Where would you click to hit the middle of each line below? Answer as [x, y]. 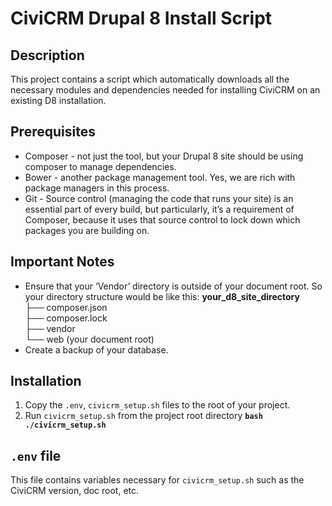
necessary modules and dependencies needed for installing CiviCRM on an [165, 90]
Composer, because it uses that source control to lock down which [162, 219]
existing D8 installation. [58, 100]
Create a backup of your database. [96, 349]
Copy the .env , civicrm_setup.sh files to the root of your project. [157, 405]
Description [47, 55]
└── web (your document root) [89, 339]
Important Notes [62, 262]
